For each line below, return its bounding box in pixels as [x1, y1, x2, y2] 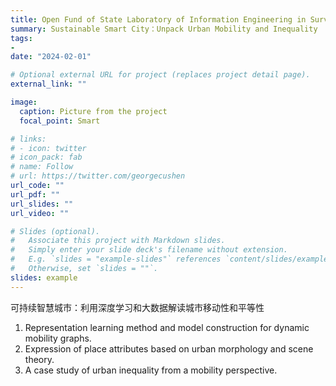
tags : [10, 33, 33, 43]
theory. [24, 353, 55, 365]
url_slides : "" [10, 199, 74, 209]
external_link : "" [10, 79, 87, 90]
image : [10, 97, 38, 107]
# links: [10, 134, 47, 144]
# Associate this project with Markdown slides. [10, 236, 226, 246]
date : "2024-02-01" [10, 52, 92, 62]
